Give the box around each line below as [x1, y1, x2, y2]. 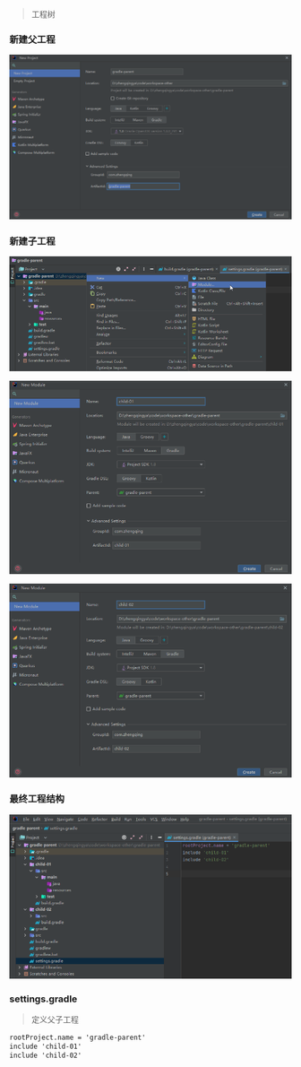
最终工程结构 [9, 793, 65, 805]
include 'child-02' [9, 1051, 82, 1060]
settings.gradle [9, 993, 78, 1005]
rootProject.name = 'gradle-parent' [9, 1033, 146, 1042]
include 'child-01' [9, 1042, 82, 1051]
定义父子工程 [30, 1013, 79, 1025]
